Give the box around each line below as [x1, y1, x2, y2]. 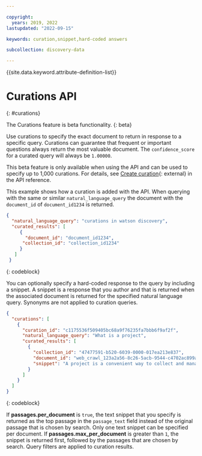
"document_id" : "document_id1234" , [25, 235, 114, 241]
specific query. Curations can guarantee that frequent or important [6, 139, 171, 147]
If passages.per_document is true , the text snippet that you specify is [6, 411, 182, 418]
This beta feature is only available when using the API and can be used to [6, 163, 188, 171]
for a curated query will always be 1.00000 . [6, 152, 112, 159]
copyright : [6, 14, 34, 20]
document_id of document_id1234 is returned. [6, 201, 114, 208]
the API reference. [6, 177, 52, 184]
